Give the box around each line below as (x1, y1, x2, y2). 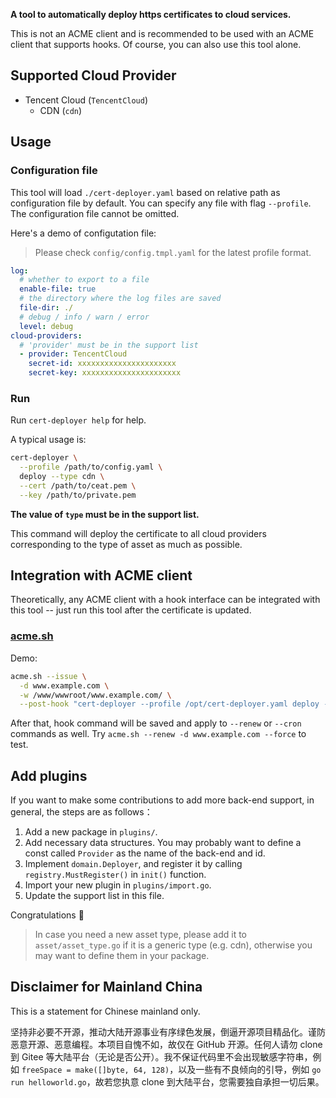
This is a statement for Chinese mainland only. (10, 1005, 201, 1017)
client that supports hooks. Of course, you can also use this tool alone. (10, 39, 302, 50)
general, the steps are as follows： (10, 806, 153, 818)
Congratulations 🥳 (10, 909, 85, 921)
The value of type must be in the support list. (10, 508, 200, 520)
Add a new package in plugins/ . (24, 826, 158, 838)
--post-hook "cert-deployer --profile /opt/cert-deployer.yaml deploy (19, 699, 320, 709)
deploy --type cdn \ (19, 472, 105, 482)
